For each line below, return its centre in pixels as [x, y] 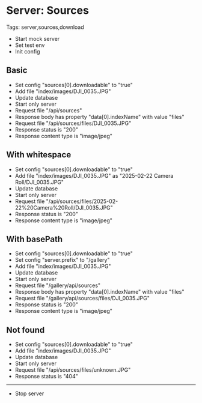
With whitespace [39, 155]
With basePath [35, 239]
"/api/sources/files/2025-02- [82, 201]
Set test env [30, 45]
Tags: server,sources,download [45, 27]
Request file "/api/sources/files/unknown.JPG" [73, 370]
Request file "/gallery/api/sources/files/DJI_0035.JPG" [82, 298]
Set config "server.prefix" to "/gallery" [62, 260]
